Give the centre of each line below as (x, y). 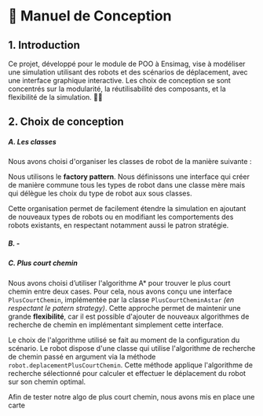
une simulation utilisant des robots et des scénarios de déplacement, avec (128, 72)
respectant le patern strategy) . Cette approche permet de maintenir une (124, 308)
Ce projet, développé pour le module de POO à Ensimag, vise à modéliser (127, 64)
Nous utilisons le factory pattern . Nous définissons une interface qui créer (129, 177)
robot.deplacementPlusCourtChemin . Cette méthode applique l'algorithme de (131, 365)
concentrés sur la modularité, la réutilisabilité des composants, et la (117, 89)
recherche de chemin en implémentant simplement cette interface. (116, 324)
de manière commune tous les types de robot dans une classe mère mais (127, 185)
